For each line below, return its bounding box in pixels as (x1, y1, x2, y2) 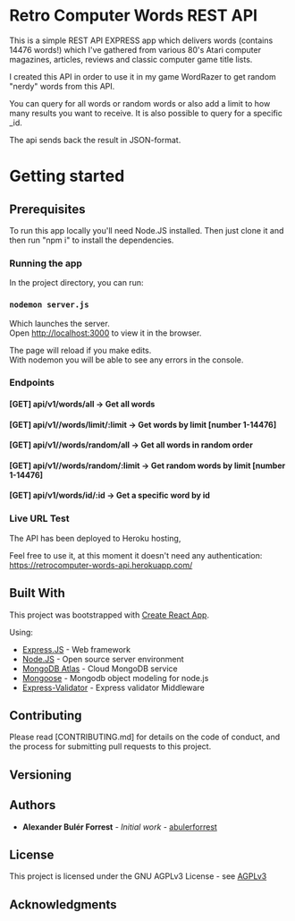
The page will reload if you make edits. (9, 345, 152, 355)
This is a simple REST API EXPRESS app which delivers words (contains (9, 35, 274, 46)
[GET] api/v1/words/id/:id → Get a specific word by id (9, 490, 210, 501)
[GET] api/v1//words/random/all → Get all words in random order (9, 439, 253, 450)
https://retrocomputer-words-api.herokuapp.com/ (9, 559, 193, 570)
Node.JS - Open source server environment (21, 653, 185, 664)
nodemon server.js (9, 300, 89, 310)
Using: (9, 627, 34, 637)
